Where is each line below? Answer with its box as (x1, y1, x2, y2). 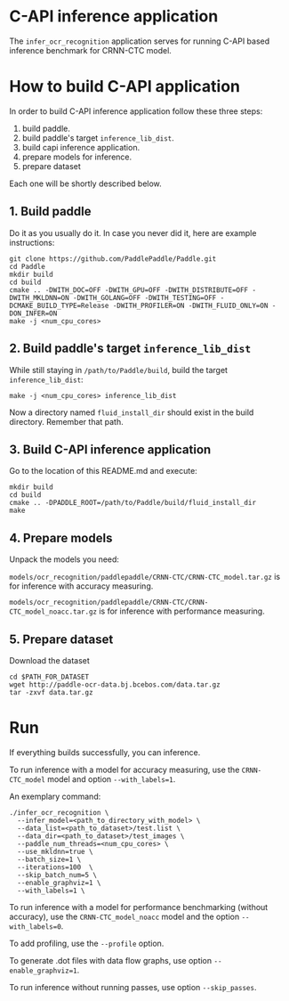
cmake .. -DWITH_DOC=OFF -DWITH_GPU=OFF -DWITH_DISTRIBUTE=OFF (9, 285, 249, 295)
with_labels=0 (9, 922, 62, 932)
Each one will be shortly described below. (9, 178, 162, 189)
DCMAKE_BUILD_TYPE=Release (9, 301, 109, 310)
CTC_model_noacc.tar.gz (9, 607, 98, 616)
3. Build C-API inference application (9, 442, 212, 457)
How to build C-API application (9, 77, 241, 97)
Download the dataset (9, 655, 91, 665)
